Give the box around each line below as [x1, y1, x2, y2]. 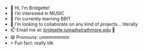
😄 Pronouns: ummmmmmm [10, 34, 70, 40]
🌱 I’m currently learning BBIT [10, 16, 71, 21]
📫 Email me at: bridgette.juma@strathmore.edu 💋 [10, 27, 115, 33]
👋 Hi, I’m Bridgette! [10, 5, 50, 11]
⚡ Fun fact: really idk [10, 40, 54, 46]
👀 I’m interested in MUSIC [10, 10, 65, 16]
